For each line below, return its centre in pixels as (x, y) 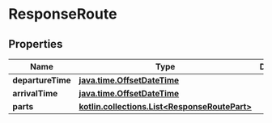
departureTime (42, 80)
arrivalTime (35, 93)
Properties (36, 44)
